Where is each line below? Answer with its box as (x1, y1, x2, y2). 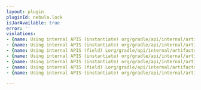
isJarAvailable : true (6, 20, 60, 26)
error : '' (6, 25, 31, 32)
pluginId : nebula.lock (6, 14, 63, 20)
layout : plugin (6, 8, 44, 15)
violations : (6, 31, 36, 37)
